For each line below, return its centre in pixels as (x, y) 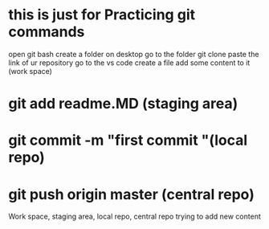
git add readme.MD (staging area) (123, 104)
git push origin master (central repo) (131, 194)
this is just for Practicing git (102, 15)
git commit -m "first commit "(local (128, 140)
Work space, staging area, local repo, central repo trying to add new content (134, 217)
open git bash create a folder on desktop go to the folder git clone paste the (134, 54)
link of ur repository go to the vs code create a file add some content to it (129, 63)
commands (47, 32)
